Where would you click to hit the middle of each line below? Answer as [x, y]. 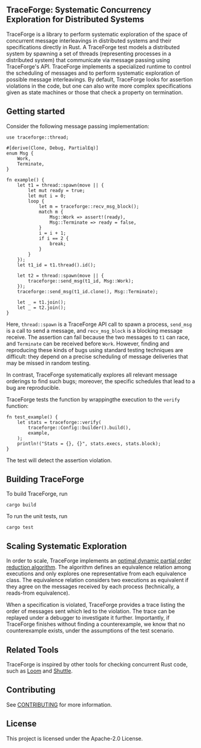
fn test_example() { [32, 417]
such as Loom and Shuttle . [39, 671]
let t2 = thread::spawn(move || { [61, 275]
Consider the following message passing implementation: [78, 126]
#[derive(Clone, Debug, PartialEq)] [52, 148]
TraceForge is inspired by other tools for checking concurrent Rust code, [97, 665]
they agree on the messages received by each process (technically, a [93, 587]
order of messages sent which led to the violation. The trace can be [91, 611]
